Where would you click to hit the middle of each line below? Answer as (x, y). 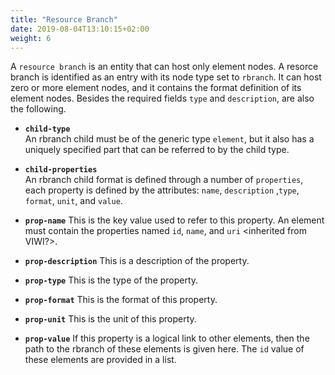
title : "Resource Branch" (64, 19)
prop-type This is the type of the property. (111, 280)
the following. (38, 109)
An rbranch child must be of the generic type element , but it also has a (169, 139)
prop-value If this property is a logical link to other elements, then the (167, 338)
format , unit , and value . (73, 201)
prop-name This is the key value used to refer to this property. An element (174, 220)
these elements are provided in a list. (100, 360)
